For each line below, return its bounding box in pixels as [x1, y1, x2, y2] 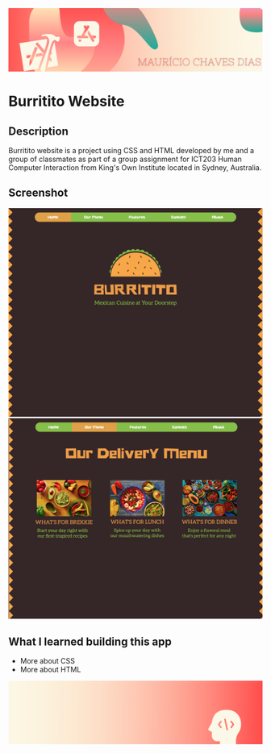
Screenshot [8, 186, 69, 200]
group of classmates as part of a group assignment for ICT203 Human [8, 154, 242, 164]
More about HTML [19, 665, 81, 675]
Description [8, 124, 69, 138]
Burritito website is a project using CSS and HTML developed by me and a [8, 146, 255, 155]
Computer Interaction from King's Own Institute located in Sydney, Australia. [8, 163, 262, 173]
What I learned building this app [8, 634, 172, 648]
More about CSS [19, 656, 75, 666]
